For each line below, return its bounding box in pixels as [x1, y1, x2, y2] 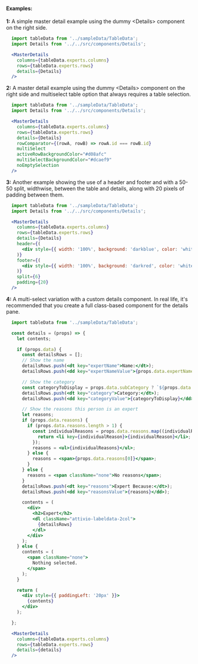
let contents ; [16, 336, 51, 341]
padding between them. [6, 191, 64, 198]
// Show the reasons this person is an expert [21, 406, 138, 412]
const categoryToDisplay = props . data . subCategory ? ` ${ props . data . [21, 385, 194, 391]
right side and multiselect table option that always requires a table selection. [6, 91, 192, 98]
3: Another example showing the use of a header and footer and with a [6, 178, 178, 186]
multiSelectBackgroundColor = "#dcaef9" [16, 157, 112, 163]
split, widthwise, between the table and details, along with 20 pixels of [14, 185, 184, 192]
